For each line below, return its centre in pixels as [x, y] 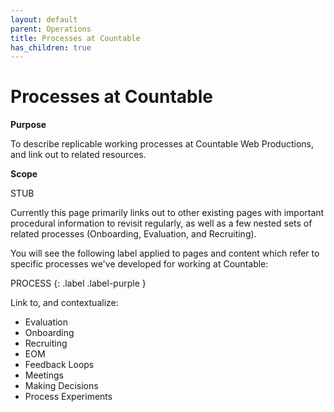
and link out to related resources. [78, 155]
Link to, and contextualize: [64, 303]
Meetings [44, 375]
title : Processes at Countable [75, 38]
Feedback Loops [59, 365]
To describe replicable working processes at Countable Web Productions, [162, 144]
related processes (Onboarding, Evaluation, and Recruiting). [133, 234]
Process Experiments [68, 397]
